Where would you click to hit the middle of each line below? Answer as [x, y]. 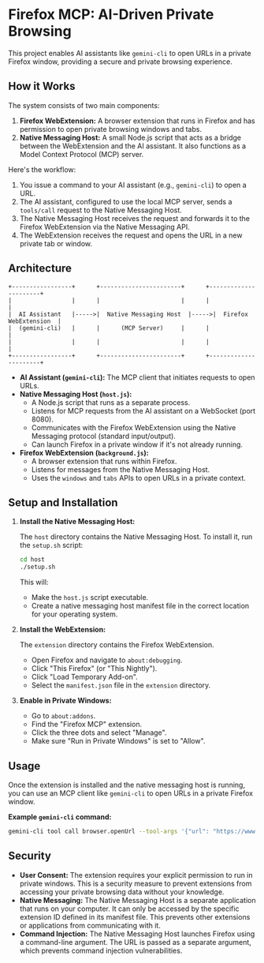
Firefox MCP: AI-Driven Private [111, 15]
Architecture [40, 269]
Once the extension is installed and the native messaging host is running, [127, 785]
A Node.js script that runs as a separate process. [111, 402]
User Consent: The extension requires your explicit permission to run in [136, 875]
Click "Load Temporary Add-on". [84, 677]
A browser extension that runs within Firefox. [104, 461]
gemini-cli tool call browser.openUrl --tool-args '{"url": [109, 831]
